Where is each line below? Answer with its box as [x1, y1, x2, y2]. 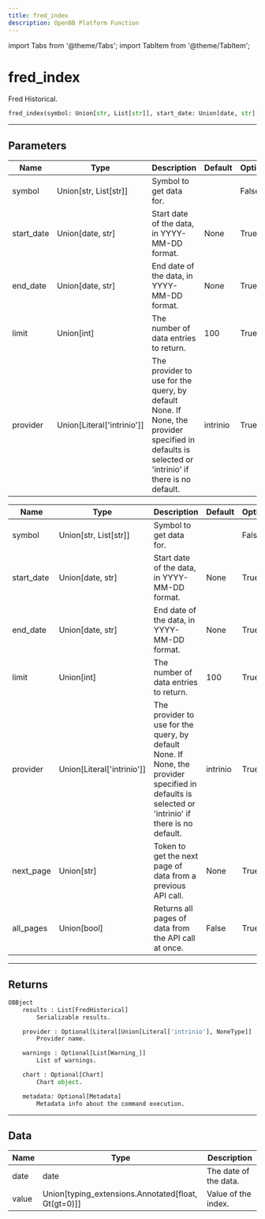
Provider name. [36, 1035, 87, 1043]
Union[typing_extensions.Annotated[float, [42, 1188, 198, 1199]
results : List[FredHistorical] [22, 1006, 129, 1014]
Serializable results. [36, 1013, 111, 1021]
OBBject [8, 999, 34, 1006]
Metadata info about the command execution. [36, 1100, 185, 1108]
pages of [153, 913, 187, 924]
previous [153, 880, 186, 891]
